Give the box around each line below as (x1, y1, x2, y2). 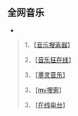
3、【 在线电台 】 (24, 100, 69, 109)
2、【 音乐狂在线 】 (24, 55, 75, 64)
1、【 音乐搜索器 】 (24, 40, 74, 49)
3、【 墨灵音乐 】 (24, 70, 69, 79)
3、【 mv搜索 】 (24, 86, 65, 94)
